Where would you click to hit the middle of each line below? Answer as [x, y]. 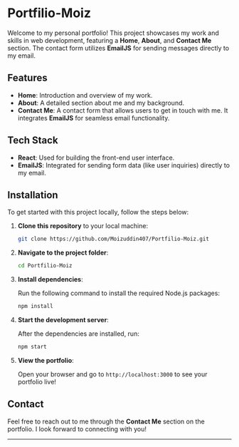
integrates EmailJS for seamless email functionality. [94, 118]
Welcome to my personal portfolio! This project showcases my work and [113, 33]
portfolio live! [37, 381]
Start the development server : [63, 320]
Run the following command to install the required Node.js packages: [119, 293]
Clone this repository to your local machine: [83, 226]
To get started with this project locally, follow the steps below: [98, 212]
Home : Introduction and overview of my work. [85, 95]
